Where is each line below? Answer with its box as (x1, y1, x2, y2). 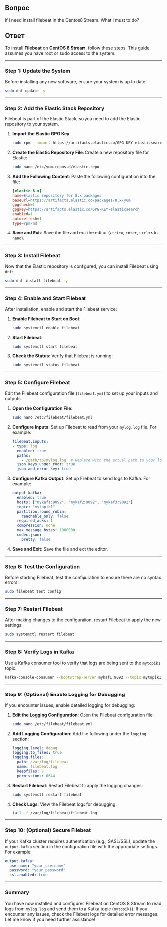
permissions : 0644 (17, 773, 55, 778)
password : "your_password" (9, 868, 66, 873)
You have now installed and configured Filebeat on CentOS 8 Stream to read (5, 900, 162, 906)
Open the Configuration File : (12, 405, 73, 411)
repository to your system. (5, 121, 59, 127)
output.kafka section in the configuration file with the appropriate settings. (5, 843, 158, 849)
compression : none (17, 523, 55, 528)
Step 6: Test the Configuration (5, 563, 80, 570)
